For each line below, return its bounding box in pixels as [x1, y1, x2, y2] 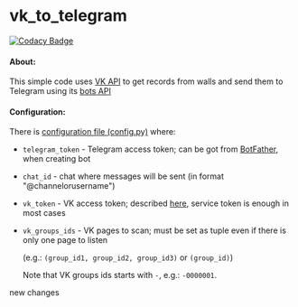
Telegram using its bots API [9, 86, 111, 97]
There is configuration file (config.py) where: [9, 126, 176, 137]
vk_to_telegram [9, 5, 128, 26]
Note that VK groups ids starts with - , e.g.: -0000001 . [22, 270, 218, 281]
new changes [9, 287, 61, 298]
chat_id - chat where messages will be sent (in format [22, 171, 224, 181]
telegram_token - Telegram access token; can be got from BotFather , [22, 144, 279, 154]
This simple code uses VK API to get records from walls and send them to [9, 76, 284, 87]
